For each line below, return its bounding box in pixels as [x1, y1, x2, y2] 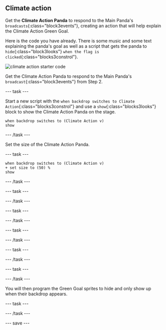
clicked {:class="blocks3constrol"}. [5, 54, 78, 60]
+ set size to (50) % [5, 165, 51, 170]
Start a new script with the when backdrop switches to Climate [5, 98, 135, 104]
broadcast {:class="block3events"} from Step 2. [5, 78, 103, 84]
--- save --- [5, 320, 30, 326]
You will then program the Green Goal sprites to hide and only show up [5, 285, 151, 291]
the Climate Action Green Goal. [5, 28, 69, 34]
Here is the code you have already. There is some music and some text [5, 38, 152, 44]
